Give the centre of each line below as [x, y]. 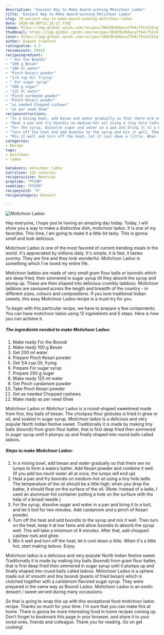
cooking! [14, 627]
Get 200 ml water [30, 352]
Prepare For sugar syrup [37, 368]
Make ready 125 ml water [38, 378]
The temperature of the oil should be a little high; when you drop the [81, 484]
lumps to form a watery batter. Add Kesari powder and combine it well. [83, 468]
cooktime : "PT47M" [24, 186]
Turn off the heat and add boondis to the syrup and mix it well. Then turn [85, 520]
